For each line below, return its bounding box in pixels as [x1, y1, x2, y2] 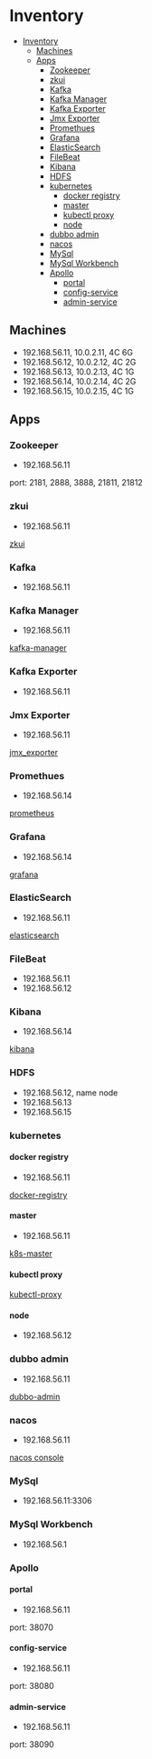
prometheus [9, 808, 55, 819]
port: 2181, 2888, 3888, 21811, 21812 [9, 477, 143, 488]
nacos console [9, 1452, 64, 1464]
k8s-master [9, 1248, 52, 1259]
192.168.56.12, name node [22, 1087, 119, 1098]
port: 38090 [9, 1739, 54, 1750]
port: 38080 [9, 1680, 54, 1691]
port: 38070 [9, 1622, 54, 1633]
